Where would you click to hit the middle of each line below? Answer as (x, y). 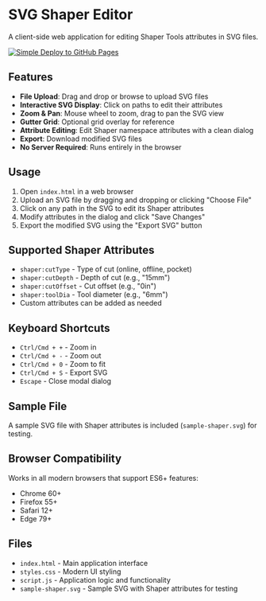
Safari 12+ (36, 510)
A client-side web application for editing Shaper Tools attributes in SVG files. (133, 37)
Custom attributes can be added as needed (91, 303)
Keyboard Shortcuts (59, 328)
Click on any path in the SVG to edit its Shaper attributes (112, 208)
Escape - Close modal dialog (66, 381)
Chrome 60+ (40, 493)
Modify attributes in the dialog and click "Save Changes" (112, 217)
